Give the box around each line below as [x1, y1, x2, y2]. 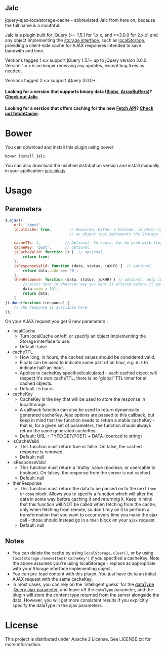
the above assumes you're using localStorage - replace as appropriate [12, 560, 156, 566]
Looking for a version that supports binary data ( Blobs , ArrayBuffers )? [5, 89, 152, 94]
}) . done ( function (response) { [5, 300, 70, 305]
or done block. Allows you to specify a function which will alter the [19, 491, 154, 497]
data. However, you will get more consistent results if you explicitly [12, 597, 148, 603]
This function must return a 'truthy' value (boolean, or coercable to [19, 465, 156, 470]
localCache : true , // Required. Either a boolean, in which [14, 227, 156, 232]
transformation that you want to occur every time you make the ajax [19, 512, 158, 518]
